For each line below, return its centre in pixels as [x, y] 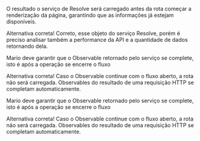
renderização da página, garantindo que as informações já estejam [90, 15]
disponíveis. [21, 21]
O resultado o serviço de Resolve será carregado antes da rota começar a [99, 9]
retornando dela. [27, 46]
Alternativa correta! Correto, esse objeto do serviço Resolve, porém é [93, 33]
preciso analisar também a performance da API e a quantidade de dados [97, 40]
